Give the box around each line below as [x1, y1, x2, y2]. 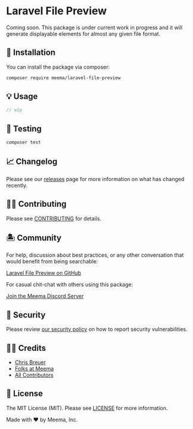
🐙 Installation [6, 48, 56, 58]
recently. [6, 182, 28, 189]
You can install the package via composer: [6, 63, 110, 70]
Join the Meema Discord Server [6, 293, 84, 300]
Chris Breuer [14, 359, 46, 366]
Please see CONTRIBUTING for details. [6, 214, 102, 222]
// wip [6, 107, 23, 113]
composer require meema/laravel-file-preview [6, 74, 121, 81]
